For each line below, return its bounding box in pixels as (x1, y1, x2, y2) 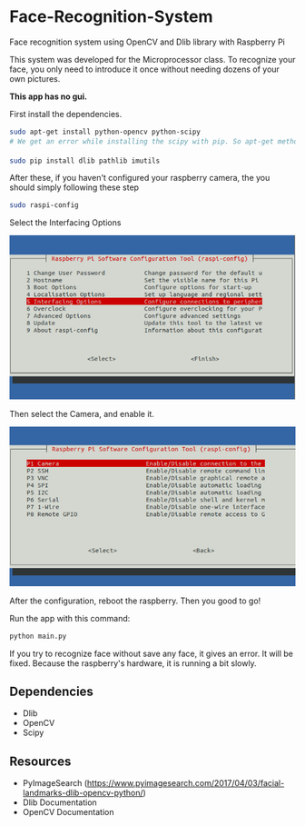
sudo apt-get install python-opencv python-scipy (9, 127, 202, 136)
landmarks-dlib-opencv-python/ (22, 788, 143, 799)
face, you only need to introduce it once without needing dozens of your (9, 64, 280, 75)
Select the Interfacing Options (9, 217, 122, 228)
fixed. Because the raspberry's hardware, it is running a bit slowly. (9, 657, 257, 669)
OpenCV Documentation (22, 807, 114, 818)
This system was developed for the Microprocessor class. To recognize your (9, 54, 297, 65)
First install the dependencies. (9, 108, 123, 119)
